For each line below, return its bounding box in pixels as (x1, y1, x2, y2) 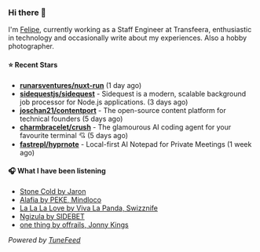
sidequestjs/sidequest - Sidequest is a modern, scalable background (19, 89, 247, 98)
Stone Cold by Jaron (19, 186, 86, 195)
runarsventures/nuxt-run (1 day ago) (19, 80, 142, 89)
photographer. (8, 42, 55, 51)
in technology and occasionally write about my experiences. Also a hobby (8, 33, 247, 42)
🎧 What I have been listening (8, 166, 106, 176)
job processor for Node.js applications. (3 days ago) (19, 97, 189, 107)
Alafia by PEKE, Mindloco (19, 195, 102, 204)
